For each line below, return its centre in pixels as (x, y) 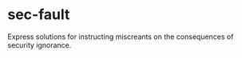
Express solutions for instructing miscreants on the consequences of (121, 37)
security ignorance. (40, 44)
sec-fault (39, 15)
